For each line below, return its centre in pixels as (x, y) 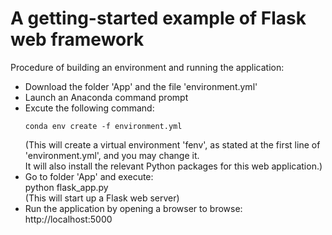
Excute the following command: (89, 108)
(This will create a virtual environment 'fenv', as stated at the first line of (172, 144)
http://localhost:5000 (68, 219)
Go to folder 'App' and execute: (89, 176)
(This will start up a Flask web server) (102, 198)
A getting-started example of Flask (158, 18)
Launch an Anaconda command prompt (106, 97)
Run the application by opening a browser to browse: (133, 208)
